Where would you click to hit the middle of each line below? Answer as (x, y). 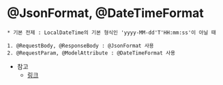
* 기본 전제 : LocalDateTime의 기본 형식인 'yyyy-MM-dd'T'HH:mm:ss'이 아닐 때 (111, 33)
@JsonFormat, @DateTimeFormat (106, 13)
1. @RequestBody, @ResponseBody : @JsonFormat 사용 (81, 46)
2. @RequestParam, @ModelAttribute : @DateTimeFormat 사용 (91, 53)
